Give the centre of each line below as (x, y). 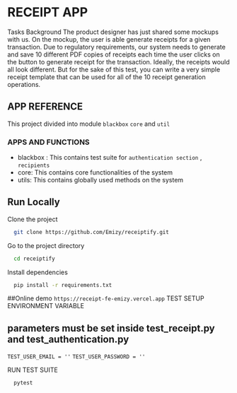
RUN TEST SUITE (33, 370)
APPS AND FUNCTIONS (48, 142)
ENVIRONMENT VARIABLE (46, 306)
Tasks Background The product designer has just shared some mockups (113, 32)
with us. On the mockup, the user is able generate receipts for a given (109, 39)
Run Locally (34, 202)
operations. (24, 84)
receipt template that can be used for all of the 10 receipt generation (107, 77)
